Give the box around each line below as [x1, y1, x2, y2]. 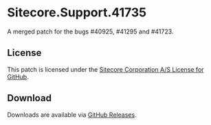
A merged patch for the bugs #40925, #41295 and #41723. [7, 27, 174, 36]
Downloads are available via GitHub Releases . [7, 111, 137, 119]
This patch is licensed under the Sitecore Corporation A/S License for [7, 65, 204, 73]
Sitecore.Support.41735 [7, 5, 147, 20]
